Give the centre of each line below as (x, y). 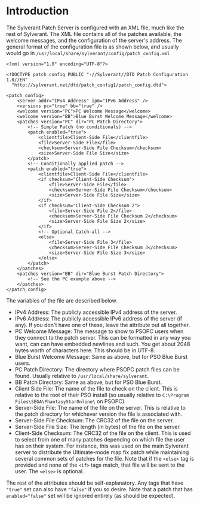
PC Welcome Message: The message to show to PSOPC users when (99, 331)
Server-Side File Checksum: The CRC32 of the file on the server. (94, 420)
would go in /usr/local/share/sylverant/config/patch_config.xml (88, 53)
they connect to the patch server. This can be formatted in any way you (103, 337)
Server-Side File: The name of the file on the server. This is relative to (100, 407)
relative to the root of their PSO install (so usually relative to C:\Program (102, 395)
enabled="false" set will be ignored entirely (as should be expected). (91, 495)
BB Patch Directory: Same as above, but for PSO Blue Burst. (88, 382)
